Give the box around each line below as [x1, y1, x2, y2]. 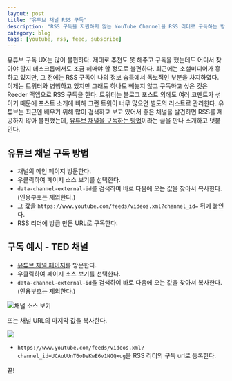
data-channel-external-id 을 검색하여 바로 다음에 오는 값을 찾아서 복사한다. [17, 278, 222, 286]
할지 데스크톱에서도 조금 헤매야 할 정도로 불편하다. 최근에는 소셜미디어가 [19, 64, 214, 73]
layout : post [7, 10, 45, 17]
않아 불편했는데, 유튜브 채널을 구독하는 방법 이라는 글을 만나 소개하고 [25, 116, 209, 125]
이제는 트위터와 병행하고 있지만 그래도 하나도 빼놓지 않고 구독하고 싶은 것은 [7, 82, 209, 90]
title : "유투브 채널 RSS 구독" [7, 17, 87, 24]
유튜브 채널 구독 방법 [7, 147, 89, 159]
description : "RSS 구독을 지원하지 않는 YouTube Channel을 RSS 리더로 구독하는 [7, 23, 217, 30]
